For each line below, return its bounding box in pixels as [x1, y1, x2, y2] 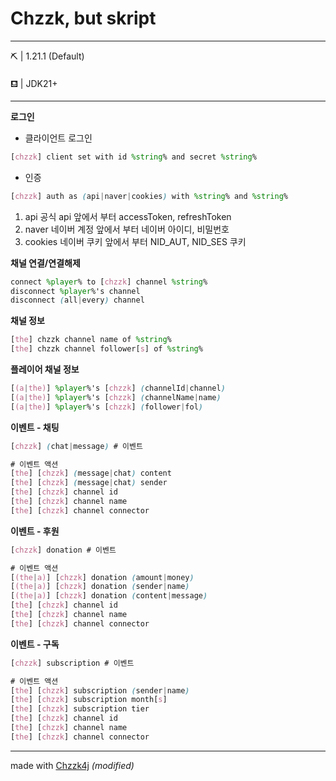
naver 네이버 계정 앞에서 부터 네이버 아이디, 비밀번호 [24, 223, 230, 235]
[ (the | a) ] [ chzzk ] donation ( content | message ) [10, 591, 208, 601]
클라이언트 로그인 [24, 132, 93, 144]
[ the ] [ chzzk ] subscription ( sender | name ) [10, 685, 190, 696]
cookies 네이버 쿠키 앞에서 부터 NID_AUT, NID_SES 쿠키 [24, 235, 247, 247]
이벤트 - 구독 [10, 638, 60, 650]
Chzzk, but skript [10, 7, 157, 30]
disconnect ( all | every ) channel [10, 295, 145, 306]
